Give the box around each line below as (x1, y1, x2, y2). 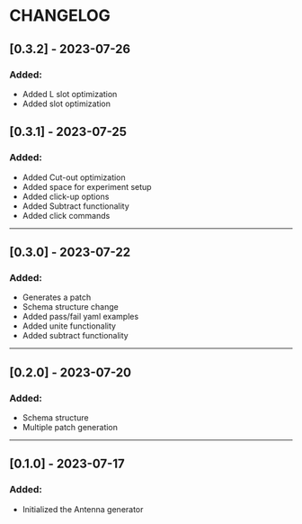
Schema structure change (22, 302, 119, 312)
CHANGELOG (9, 5, 111, 26)
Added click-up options (22, 191, 110, 202)
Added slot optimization (22, 98, 111, 109)
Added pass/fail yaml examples (22, 312, 139, 322)
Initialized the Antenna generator (22, 503, 144, 514)
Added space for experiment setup (22, 181, 152, 192)
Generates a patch (22, 292, 92, 303)
